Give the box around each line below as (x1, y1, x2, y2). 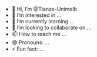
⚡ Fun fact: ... (11, 45, 44, 52)
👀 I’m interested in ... (11, 12, 62, 19)
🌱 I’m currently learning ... (11, 18, 75, 24)
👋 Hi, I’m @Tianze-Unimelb (11, 6, 78, 12)
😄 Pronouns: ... (11, 39, 50, 46)
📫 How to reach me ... (11, 31, 66, 37)
